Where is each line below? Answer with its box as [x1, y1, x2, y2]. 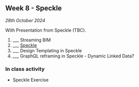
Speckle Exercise [12, 77, 49, 83]
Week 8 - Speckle [5, 4, 62, 13]
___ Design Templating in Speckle [12, 47, 82, 53]
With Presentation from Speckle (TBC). [5, 27, 86, 33]
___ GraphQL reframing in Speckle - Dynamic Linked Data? [12, 53, 134, 59]
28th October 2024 [5, 17, 45, 23]
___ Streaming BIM [12, 37, 51, 43]
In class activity [5, 65, 45, 72]
